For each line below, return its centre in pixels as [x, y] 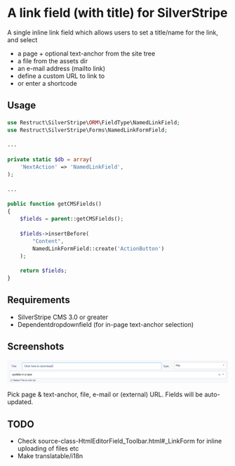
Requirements [39, 300]
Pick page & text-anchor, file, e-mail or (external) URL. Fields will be [105, 394]
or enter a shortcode [47, 83]
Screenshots [36, 347]
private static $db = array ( [50, 160]
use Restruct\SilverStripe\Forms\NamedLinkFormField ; [88, 130]
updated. [20, 402]
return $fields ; [44, 271]
